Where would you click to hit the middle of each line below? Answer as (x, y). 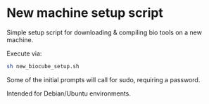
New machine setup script (85, 13)
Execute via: (24, 53)
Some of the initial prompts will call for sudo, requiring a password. (103, 79)
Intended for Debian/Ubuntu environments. (69, 93)
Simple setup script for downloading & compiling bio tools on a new (104, 32)
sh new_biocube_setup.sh (43, 66)
